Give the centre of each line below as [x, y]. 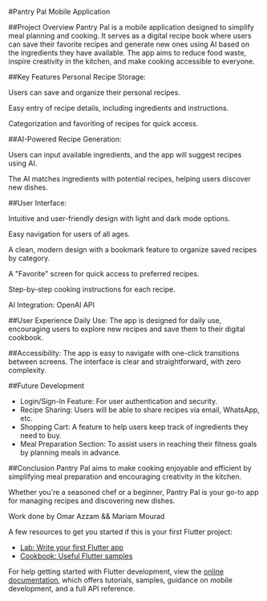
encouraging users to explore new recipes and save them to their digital [127, 329]
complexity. [27, 370]
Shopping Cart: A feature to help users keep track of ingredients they [134, 427]
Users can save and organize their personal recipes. [94, 92]
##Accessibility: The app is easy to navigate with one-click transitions [124, 353]
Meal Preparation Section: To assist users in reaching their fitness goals [138, 444]
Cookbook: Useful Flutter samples [76, 556]
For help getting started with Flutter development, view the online [116, 571]
